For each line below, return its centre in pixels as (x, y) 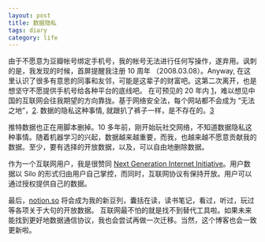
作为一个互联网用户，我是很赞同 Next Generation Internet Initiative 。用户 (126, 164)
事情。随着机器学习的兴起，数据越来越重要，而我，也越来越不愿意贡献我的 (136, 137)
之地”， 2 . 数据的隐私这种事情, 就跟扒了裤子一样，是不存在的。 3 (111, 111)
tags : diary (28, 30)
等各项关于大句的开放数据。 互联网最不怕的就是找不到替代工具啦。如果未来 (130, 210)
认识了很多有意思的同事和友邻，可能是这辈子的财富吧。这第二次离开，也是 (136, 81)
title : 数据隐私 (32, 23)
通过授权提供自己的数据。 (50, 183)
